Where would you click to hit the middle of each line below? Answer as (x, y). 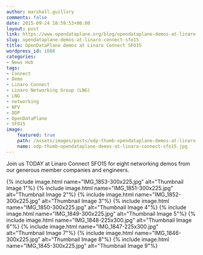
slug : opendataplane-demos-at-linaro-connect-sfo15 (72, 40)
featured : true (36, 135)
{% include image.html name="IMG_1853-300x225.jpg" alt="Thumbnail (95, 181)
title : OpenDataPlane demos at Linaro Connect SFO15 (74, 46)
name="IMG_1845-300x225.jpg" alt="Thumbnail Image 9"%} (82, 245)
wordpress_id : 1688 (31, 51)
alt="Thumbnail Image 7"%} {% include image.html (70, 233)
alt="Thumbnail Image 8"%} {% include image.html (105, 239)
